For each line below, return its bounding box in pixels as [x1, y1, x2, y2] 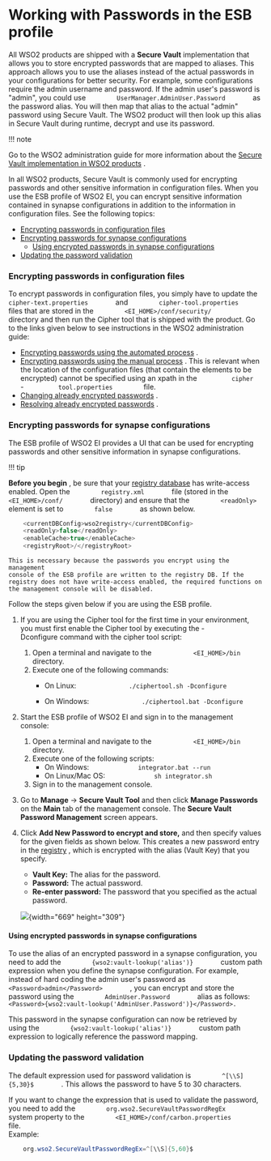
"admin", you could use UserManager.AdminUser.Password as [8, 92, 261, 102]
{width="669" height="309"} [28, 912, 125, 922]
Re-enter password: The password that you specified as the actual [32, 887, 257, 897]
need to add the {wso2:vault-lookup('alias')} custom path [8, 958, 263, 967]
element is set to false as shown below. [8, 504, 196, 514]
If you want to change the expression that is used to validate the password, [8, 1095, 259, 1104]
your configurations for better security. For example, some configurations [8, 75, 253, 85]
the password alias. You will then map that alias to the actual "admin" [8, 101, 239, 111]
